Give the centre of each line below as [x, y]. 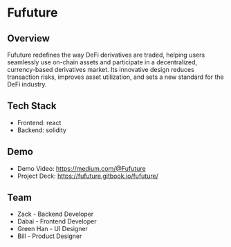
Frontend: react [39, 122]
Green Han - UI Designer [53, 229]
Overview [29, 38]
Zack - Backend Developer [55, 214]
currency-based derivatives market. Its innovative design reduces [101, 70]
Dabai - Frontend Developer [57, 221]
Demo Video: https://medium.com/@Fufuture [82, 168]
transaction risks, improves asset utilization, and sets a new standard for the [115, 77]
